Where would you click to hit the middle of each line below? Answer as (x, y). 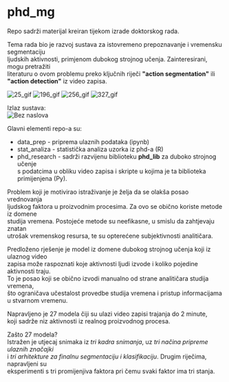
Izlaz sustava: (26, 108)
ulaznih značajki (30, 349)
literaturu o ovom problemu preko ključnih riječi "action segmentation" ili (111, 74)
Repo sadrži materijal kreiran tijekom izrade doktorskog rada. (94, 31)
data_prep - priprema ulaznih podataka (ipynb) (83, 141)
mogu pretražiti (29, 66)
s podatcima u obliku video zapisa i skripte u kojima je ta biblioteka (111, 171)
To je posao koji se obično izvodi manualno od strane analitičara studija (108, 278)
